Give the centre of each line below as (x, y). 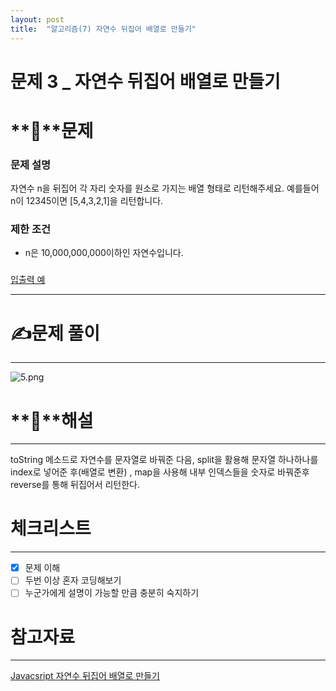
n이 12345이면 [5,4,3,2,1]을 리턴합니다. (87, 201)
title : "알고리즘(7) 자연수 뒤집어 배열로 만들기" (103, 29)
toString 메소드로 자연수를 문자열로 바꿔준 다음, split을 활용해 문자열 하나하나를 (164, 460)
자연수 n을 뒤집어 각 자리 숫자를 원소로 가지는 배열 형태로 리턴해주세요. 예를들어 (165, 188)
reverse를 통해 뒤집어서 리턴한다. (75, 485)
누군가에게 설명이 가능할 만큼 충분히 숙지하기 (112, 593)
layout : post (37, 19)
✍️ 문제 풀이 (55, 333)
